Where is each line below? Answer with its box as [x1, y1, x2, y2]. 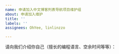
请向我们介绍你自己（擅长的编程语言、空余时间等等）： [5, 44, 116, 50]
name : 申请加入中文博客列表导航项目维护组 [5, 7, 82, 12]
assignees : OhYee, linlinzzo [5, 26, 65, 30]
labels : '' [5, 21, 28, 26]
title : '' [5, 16, 26, 21]
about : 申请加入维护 [5, 12, 43, 17]
